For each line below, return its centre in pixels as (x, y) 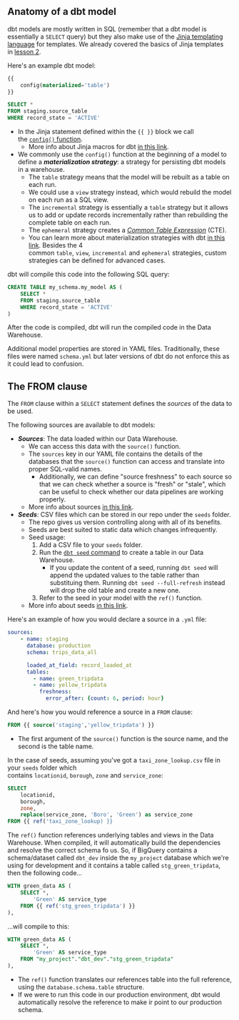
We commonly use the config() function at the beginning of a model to (122, 154)
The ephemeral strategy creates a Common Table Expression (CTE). (127, 230)
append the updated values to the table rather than (124, 575)
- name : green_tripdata (68, 678)
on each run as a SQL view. (68, 200)
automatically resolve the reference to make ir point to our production (120, 1002)
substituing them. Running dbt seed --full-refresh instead (137, 583)
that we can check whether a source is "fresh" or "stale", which (132, 484)
